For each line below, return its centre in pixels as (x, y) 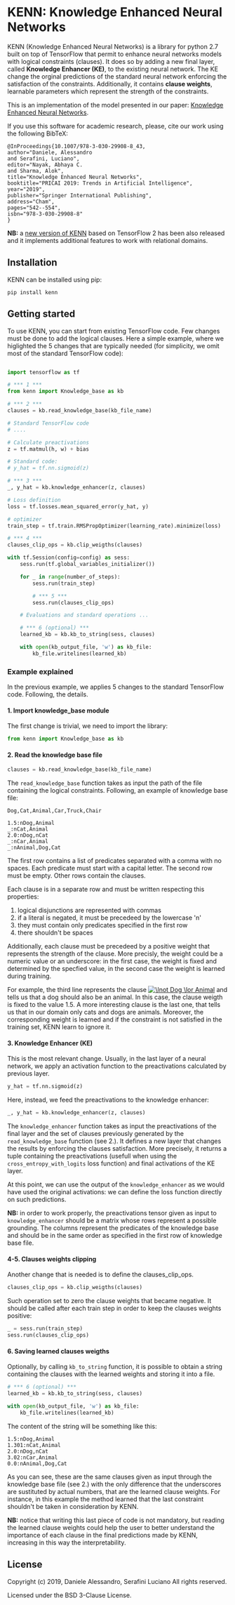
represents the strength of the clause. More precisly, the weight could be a (115, 954)
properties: (23, 897)
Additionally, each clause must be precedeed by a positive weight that (109, 946)
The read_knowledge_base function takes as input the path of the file (105, 783)
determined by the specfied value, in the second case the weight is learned (116, 969)
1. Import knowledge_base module (59, 711)
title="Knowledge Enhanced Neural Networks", (75, 177)
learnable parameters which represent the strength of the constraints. (108, 91)
